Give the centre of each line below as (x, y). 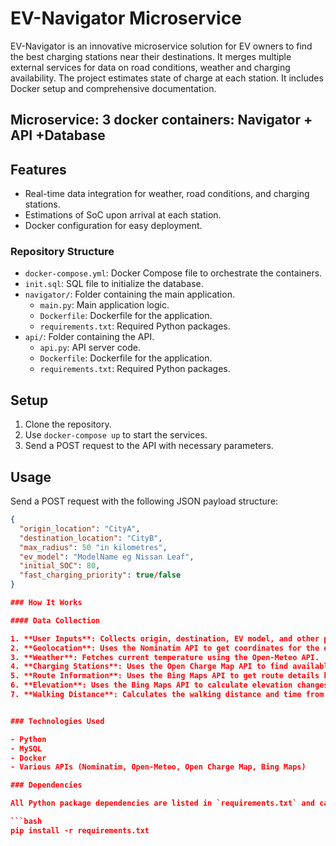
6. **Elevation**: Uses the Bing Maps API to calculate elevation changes (169, 685)
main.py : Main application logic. (104, 305)
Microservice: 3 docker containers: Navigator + (161, 120)
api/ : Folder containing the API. (89, 337)
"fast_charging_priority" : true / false (100, 575)
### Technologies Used (57, 721)
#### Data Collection (55, 620)
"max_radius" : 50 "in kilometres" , (93, 547)
